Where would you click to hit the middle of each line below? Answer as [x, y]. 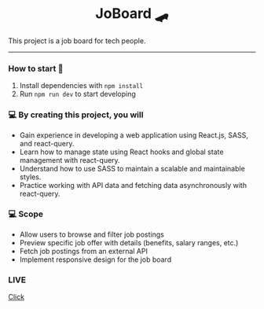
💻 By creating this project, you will [76, 115]
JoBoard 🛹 [132, 14]
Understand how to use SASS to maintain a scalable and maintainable [132, 168]
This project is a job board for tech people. [77, 40]
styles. [30, 177]
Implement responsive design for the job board [95, 259]
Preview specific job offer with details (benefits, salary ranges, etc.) [129, 242]
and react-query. [47, 143]
